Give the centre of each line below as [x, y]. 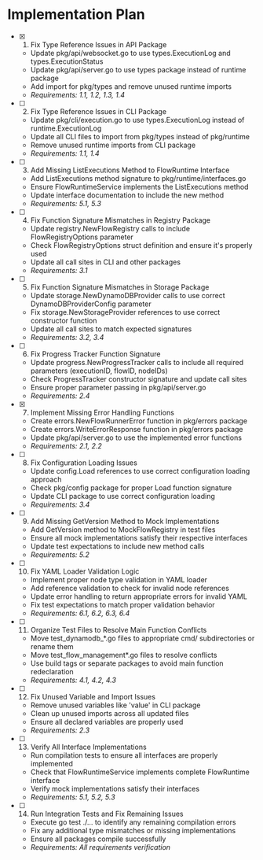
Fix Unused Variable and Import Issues [93, 696]
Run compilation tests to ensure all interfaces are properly [124, 755]
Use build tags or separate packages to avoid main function [127, 663]
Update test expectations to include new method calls [117, 546]
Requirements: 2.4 [60, 396]
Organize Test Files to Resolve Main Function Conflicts [119, 629]
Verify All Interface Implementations [88, 747]
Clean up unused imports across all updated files [110, 713]
